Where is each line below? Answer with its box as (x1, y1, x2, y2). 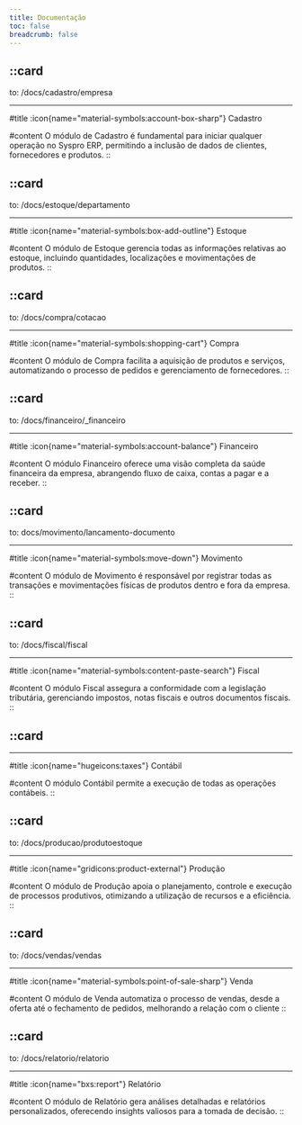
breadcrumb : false (9, 30, 78, 39)
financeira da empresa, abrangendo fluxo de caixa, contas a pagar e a (9, 467, 270, 478)
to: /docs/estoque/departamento (9, 200, 130, 210)
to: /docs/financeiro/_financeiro (9, 415, 126, 426)
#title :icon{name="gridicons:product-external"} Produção (9, 863, 226, 874)
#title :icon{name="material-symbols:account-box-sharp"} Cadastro (9, 113, 262, 124)
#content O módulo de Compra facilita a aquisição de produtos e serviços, (9, 355, 286, 365)
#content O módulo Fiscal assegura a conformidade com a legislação (9, 683, 267, 694)
